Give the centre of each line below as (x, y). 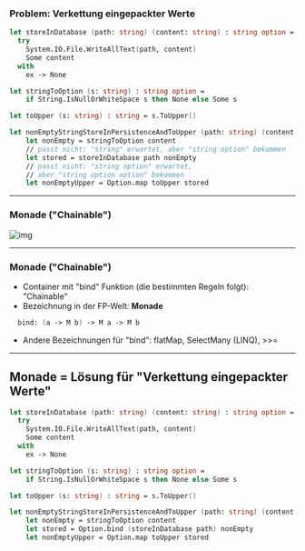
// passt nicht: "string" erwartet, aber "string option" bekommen (156, 149)
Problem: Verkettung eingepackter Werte (102, 14)
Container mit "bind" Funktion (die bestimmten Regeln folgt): (136, 286)
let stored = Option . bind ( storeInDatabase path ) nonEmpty (140, 529)
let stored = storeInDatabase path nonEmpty (111, 157)
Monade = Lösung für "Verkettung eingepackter (149, 377)
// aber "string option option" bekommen (105, 175)
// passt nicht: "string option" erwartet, (109, 166)
